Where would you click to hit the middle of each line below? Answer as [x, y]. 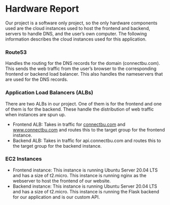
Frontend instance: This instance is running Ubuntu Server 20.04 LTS [85, 170]
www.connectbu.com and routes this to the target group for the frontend [89, 129]
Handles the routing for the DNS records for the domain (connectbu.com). [83, 63]
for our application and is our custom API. [56, 197]
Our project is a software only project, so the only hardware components [81, 23]
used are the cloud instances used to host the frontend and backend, [78, 28]
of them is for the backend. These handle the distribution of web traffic [80, 109]
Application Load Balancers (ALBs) [49, 93]
